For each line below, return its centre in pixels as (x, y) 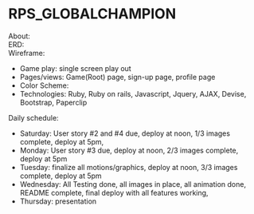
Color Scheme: (44, 85)
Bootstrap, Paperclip (53, 102)
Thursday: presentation (58, 201)
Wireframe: (27, 53)
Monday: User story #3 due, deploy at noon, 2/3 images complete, (129, 150)
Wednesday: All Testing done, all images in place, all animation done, (133, 184)
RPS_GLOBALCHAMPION (92, 14)
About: (19, 36)
